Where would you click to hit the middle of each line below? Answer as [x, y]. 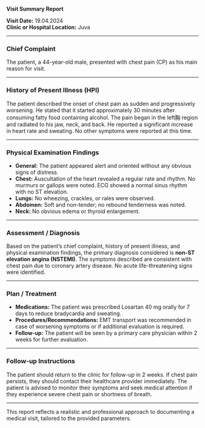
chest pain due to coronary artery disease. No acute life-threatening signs [99, 266]
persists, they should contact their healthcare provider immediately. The [97, 381]
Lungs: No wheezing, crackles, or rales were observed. [85, 198]
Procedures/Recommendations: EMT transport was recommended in [103, 320]
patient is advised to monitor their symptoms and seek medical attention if [99, 388]
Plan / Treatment [31, 294]
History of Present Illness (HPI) [53, 90]
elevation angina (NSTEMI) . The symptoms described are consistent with [99, 259]
